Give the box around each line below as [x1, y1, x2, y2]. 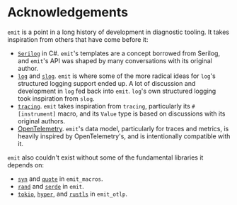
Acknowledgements [7, 4, 129, 21]
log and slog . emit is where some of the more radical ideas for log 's [17, 72, 216, 80]
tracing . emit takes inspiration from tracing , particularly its [17, 101, 191, 110]
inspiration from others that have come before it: [7, 35, 149, 43]
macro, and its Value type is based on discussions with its [57, 109, 226, 118]
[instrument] [17, 111, 57, 118]
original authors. [17, 116, 66, 125]
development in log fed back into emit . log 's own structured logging [17, 87, 216, 95]
